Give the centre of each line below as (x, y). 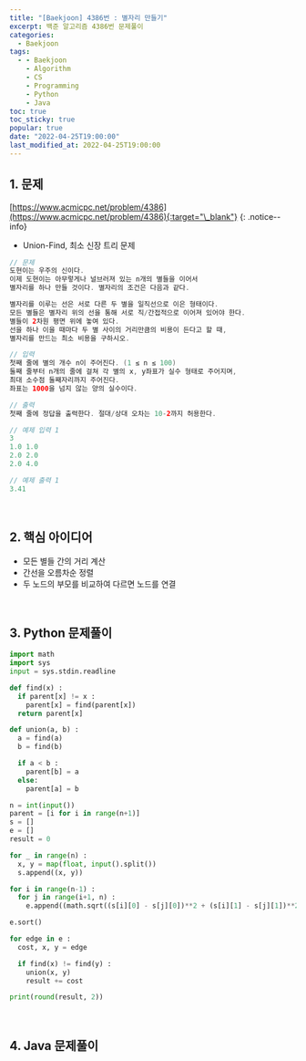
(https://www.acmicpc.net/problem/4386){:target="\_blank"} (124, 216)
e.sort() (26, 922)
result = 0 (30, 839)
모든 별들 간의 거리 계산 (64, 561)
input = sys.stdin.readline (63, 671)
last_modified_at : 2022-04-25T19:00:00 (85, 145)
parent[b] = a (52, 772)
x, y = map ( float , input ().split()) (87, 864)
